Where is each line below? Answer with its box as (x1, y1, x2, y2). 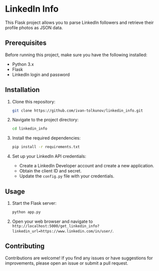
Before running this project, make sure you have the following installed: (5, 52, 147, 58)
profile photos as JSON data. (5, 24, 63, 30)
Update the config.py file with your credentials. (19, 173, 114, 179)
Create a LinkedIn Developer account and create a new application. (19, 163, 155, 169)
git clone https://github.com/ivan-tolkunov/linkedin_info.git (12, 108, 143, 113)
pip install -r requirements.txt (12, 145, 80, 150)
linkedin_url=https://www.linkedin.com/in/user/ (12, 229, 113, 233)
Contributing (5, 242, 45, 251)
